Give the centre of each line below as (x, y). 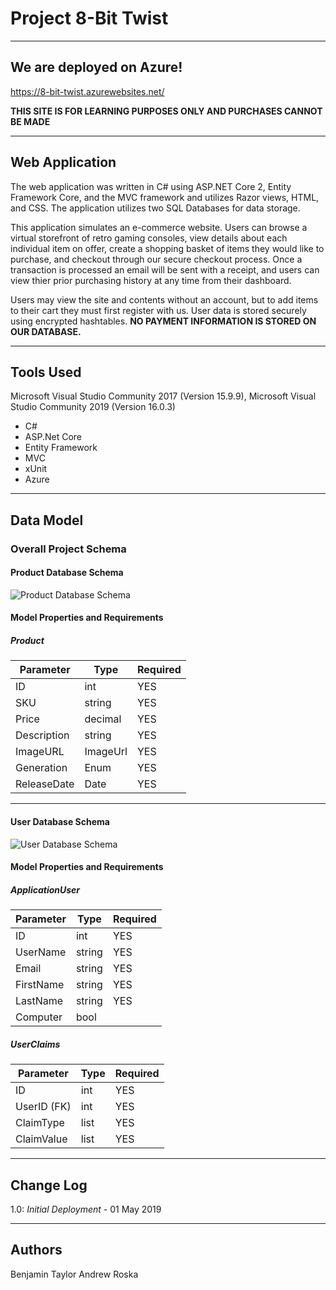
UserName (41, 952)
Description (42, 735)
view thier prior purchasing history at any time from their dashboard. (151, 280)
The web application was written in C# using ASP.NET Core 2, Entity (151, 186)
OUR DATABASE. (46, 331)
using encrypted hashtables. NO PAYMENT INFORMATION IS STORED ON (163, 321)
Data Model (47, 520)
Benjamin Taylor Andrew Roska (74, 1274)
